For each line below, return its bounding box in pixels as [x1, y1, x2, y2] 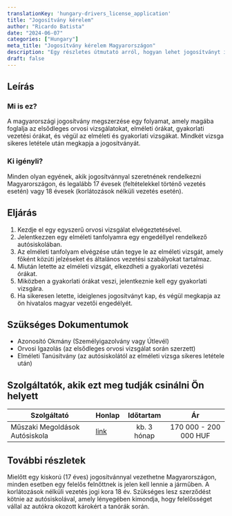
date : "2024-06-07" [7, 29, 64, 37]
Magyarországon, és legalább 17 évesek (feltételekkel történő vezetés [7, 179, 206, 187]
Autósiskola [10, 431, 48, 441]
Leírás [7, 81, 35, 93]
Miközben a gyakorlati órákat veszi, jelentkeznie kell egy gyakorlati [17, 277, 207, 285]
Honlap [95, 411, 120, 421]
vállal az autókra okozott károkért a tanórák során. [7, 502, 150, 510]
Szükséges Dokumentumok [7, 319, 129, 331]
